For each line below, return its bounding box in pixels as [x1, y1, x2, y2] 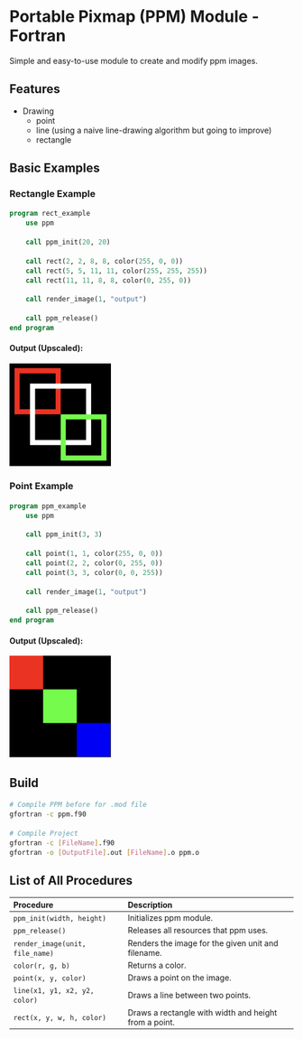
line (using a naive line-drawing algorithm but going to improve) [35, 125, 272, 135]
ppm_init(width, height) [13, 914, 106, 923]
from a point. [127, 1016, 176, 1027]
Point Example [9, 480, 74, 493]
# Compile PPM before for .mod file [9, 801, 147, 810]
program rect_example [9, 209, 91, 218]
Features [9, 81, 60, 97]
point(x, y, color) [13, 974, 87, 983]
